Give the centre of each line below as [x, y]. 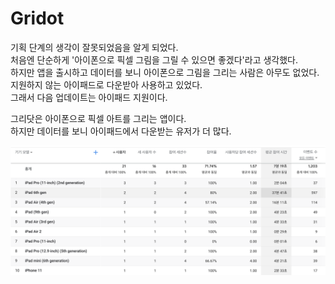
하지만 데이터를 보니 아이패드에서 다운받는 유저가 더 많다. [121, 131]
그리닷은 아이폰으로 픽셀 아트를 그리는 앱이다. [98, 118]
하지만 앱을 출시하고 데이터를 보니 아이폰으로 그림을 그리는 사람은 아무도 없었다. [165, 72]
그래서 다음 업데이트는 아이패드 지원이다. [89, 97]
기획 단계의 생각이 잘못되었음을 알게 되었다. [94, 47]
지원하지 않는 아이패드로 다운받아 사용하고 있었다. [106, 84]
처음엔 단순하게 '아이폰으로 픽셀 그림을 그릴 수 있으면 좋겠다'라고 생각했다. [154, 59]
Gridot [37, 18]
